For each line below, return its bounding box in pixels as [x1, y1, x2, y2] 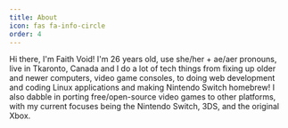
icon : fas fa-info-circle [9, 21, 105, 30]
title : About [9, 12, 58, 22]
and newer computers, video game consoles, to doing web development [9, 73, 276, 84]
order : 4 [9, 29, 42, 38]
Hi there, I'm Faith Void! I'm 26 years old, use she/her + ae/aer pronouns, [9, 54, 277, 65]
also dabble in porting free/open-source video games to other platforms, [9, 92, 276, 102]
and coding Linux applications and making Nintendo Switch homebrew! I [9, 82, 275, 93]
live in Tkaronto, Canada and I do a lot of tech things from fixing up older [9, 63, 276, 74]
